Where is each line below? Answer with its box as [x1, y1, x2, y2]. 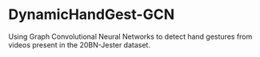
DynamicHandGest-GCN [8, 6, 174, 24]
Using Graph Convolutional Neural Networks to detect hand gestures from [8, 32, 253, 41]
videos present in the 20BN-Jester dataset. [8, 40, 150, 49]
